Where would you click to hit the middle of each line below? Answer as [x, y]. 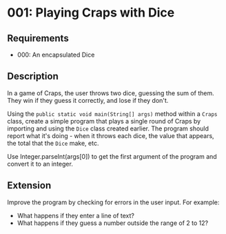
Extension [29, 185]
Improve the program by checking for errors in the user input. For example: [113, 202]
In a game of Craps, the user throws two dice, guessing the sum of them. [111, 93]
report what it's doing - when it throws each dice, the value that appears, [111, 135]
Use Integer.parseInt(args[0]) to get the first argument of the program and [112, 156]
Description [33, 76]
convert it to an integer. [40, 164]
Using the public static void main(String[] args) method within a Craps [113, 114]
